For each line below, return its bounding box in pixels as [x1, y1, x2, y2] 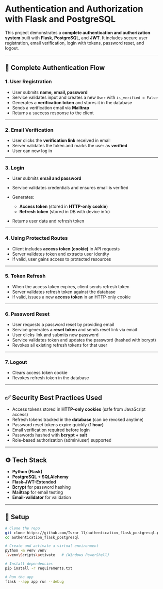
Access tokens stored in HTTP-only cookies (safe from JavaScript [12, 406, 146, 412]
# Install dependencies [5, 561, 53, 566]
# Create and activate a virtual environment [5, 543, 98, 548]
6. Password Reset [5, 310, 50, 317]
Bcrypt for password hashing [12, 484, 71, 490]
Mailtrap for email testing [12, 489, 63, 495]
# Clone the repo [5, 526, 40, 531]
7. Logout [5, 359, 28, 366]
